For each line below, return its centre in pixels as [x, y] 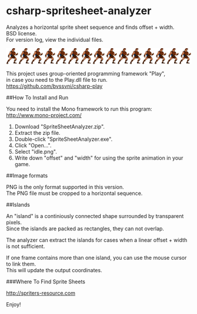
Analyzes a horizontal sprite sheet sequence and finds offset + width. [90, 27]
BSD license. [21, 33]
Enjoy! [14, 305]
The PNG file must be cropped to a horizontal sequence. [74, 193]
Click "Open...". [33, 146]
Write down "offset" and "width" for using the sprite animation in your [99, 158]
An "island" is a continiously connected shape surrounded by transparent [95, 216]
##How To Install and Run [37, 98]
